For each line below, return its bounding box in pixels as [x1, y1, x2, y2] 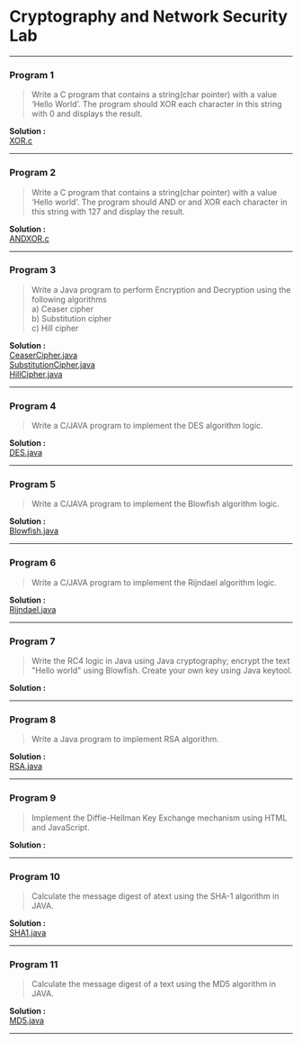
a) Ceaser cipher [31, 304, 94, 314]
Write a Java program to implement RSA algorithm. [31, 734, 219, 745]
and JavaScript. [31, 821, 90, 832]
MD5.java [9, 1015, 45, 1026]
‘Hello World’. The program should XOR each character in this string [31, 99, 282, 110]
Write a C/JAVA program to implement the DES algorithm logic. [31, 421, 263, 431]
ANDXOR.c [9, 232, 49, 244]
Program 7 [9, 635, 56, 648]
